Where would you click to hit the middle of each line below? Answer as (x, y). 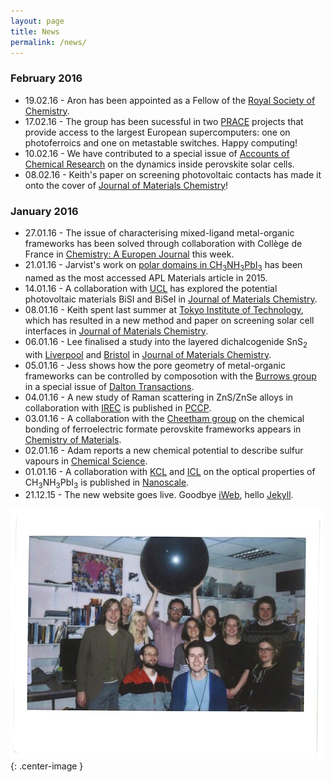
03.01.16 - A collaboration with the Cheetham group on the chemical (164, 418)
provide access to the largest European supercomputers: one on (157, 132)
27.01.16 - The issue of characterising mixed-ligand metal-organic (159, 232)
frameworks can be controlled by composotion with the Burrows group (170, 376)
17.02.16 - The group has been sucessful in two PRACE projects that (164, 121)
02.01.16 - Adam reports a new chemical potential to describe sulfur (164, 450)
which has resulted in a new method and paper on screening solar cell (169, 320)
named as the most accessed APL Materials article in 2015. (146, 277)
